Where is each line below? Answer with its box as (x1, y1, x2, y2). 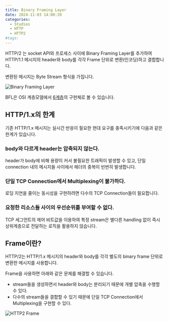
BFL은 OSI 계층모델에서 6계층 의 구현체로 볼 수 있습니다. (5, 94, 115, 100)
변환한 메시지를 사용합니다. (5, 260, 58, 266)
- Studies (10, 21, 30, 27)
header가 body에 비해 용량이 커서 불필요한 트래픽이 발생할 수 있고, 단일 (5, 157, 146, 164)
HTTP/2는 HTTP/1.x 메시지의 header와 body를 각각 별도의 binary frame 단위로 (5, 254, 163, 260)
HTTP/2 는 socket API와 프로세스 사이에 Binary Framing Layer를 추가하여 (5, 50, 152, 56)
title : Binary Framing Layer (5, 7, 67, 13)
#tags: (5, 36, 19, 41)
